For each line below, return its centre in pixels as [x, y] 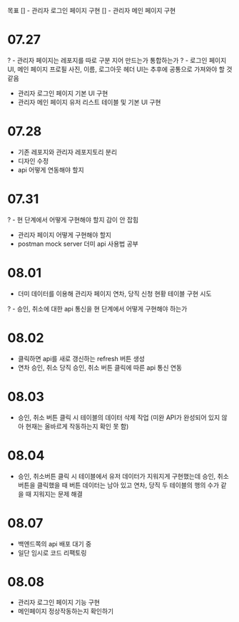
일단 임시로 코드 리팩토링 [52, 553]
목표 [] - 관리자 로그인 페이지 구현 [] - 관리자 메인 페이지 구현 [92, 10]
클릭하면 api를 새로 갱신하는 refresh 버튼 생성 [81, 358]
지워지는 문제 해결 [58, 494]
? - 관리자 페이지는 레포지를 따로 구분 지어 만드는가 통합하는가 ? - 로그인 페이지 [117, 60]
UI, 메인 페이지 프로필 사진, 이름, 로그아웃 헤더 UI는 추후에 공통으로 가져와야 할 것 [120, 69]
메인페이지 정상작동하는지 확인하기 [66, 611]
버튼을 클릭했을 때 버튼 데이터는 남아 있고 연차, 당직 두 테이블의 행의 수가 [118, 485]
